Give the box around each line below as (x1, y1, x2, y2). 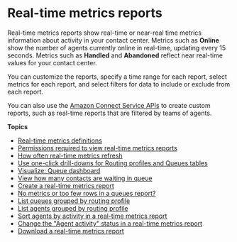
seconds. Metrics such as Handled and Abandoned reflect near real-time (7, 51, 224, 60)
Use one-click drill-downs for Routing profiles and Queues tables (17, 158, 208, 167)
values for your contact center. (7, 58, 97, 67)
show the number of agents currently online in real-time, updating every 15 (7, 43, 226, 52)
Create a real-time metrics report (17, 181, 115, 189)
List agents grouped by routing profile (17, 204, 128, 212)
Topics (7, 122, 28, 131)
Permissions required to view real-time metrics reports (17, 143, 177, 152)
